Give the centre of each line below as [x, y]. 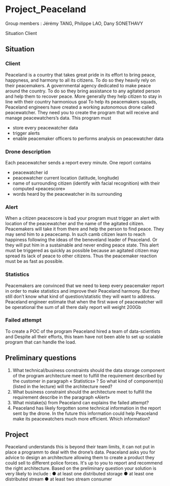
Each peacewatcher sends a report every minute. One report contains [78, 162]
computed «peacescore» [39, 188]
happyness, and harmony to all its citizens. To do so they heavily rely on [80, 80]
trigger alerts [26, 133]
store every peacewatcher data [45, 127]
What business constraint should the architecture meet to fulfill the [82, 392]
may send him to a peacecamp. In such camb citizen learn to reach [75, 234]
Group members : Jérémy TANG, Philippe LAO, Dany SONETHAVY [74, 23]
